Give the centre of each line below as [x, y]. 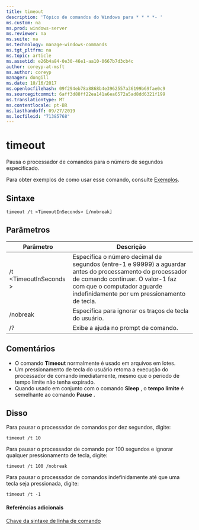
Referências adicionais [35, 507]
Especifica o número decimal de [117, 256]
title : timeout [25, 12]
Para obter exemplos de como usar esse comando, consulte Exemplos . [93, 180]
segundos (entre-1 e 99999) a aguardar [129, 264]
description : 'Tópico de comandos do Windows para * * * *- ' [84, 17]
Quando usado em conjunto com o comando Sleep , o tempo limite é [99, 388]
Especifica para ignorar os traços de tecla [131, 310]
